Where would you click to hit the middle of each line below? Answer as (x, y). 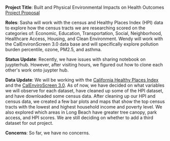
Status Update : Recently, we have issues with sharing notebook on (76, 59)
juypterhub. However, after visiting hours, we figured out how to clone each (84, 65)
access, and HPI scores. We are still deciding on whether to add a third (79, 118)
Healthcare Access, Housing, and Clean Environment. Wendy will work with (84, 39)
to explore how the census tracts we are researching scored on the (75, 28)
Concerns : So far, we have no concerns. (48, 133)
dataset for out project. (29, 123)
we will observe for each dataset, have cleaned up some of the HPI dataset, (84, 91)
